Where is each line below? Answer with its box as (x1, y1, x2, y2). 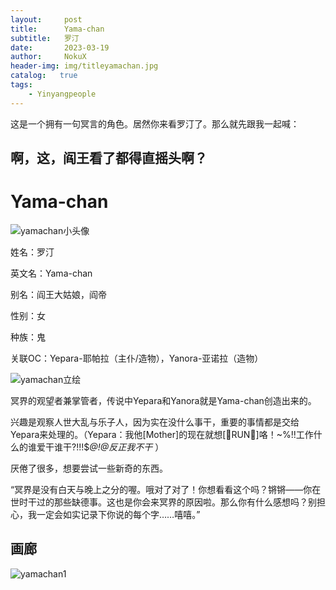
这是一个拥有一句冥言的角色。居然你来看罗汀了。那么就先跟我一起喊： (10, 117, 300, 130)
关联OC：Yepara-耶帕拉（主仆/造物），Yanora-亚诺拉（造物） (10, 352, 264, 364)
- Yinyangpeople (28, 89, 97, 99)
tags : (10, 80, 33, 90)
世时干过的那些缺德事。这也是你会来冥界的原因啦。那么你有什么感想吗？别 (10, 496, 317, 508)
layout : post (10, 14, 83, 25)
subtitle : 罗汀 (10, 33, 80, 43)
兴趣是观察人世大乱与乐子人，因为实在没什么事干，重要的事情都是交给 (10, 416, 300, 428)
